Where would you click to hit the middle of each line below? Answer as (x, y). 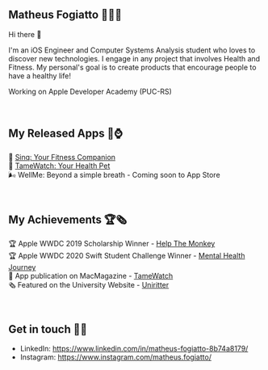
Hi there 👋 (25, 34)
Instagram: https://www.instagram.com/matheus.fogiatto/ (116, 357)
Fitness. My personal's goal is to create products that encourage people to (132, 67)
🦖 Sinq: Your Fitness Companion (62, 157)
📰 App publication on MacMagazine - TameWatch (91, 276)
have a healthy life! (40, 76)
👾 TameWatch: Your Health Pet (59, 166)
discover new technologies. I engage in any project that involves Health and (134, 58)
